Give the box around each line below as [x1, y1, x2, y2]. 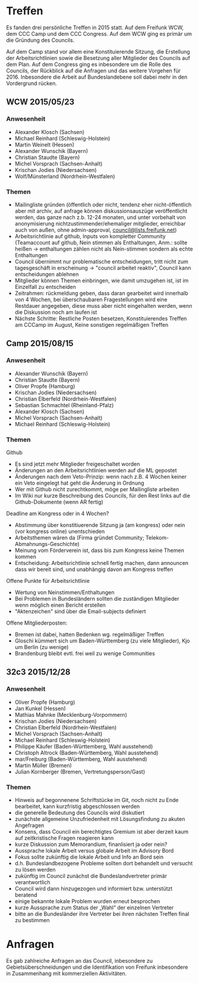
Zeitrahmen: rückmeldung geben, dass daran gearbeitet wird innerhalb [14, 289, 188, 297]
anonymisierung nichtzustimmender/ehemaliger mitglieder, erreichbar [14, 220, 186, 227]
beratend [14, 891, 37, 898]
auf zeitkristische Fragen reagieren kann [14, 834, 114, 841]
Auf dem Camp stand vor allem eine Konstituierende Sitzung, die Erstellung [6, 48, 190, 55]
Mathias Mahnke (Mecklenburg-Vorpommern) [14, 711, 128, 718]
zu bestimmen [14, 916, 50, 923]
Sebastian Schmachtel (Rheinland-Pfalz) [14, 401, 114, 408]
